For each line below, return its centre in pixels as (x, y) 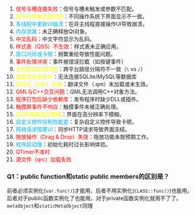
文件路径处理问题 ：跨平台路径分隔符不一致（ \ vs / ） (81, 69)
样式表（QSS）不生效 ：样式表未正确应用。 (69, 46)
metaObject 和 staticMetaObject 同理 (50, 206)
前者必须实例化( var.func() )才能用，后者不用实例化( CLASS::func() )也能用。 (100, 191)
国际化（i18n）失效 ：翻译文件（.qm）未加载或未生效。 (83, 84)
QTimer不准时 (33, 152)
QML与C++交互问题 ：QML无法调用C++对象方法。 (78, 92)
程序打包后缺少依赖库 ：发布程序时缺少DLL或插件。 (79, 99)
